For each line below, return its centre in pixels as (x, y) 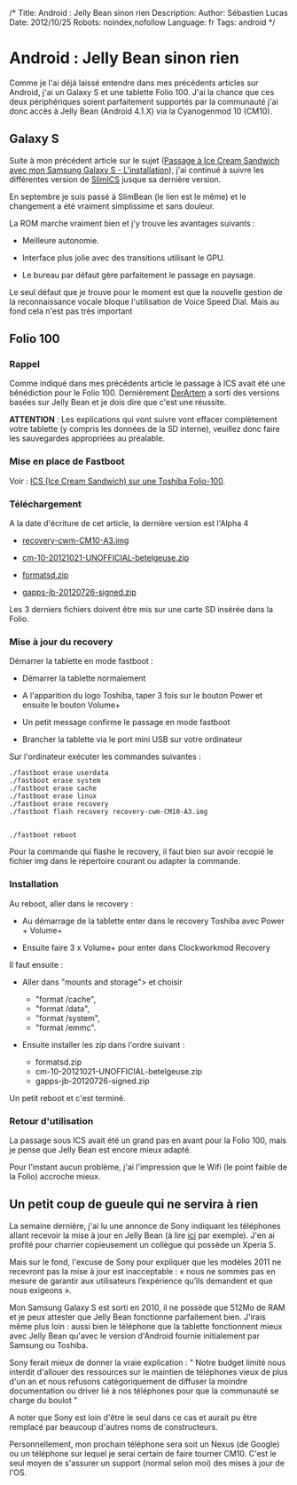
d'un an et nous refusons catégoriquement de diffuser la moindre (129, 1381)
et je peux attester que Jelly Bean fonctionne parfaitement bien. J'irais (137, 1317)
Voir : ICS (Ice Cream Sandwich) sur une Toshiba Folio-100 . (117, 481)
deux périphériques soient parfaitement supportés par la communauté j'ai (144, 101)
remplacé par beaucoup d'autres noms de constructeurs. (114, 1426)
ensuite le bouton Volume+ (71, 705)
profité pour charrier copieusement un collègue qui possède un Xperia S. (143, 1244)
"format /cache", (66, 999)
